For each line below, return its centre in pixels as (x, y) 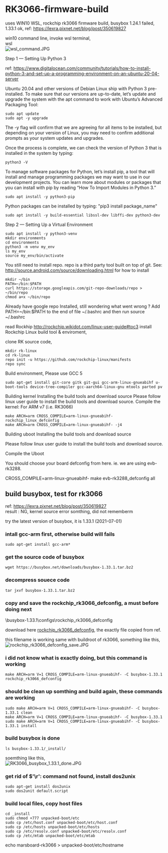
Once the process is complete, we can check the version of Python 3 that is (83, 148)
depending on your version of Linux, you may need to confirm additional (80, 133)
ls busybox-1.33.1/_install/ (36, 749)
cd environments (22, 242)
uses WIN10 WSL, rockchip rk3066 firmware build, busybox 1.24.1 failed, (80, 23)
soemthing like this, (25, 758)
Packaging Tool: (22, 104)
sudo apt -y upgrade (27, 118)
